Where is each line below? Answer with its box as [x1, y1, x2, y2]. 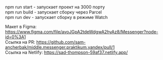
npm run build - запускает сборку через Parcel [5, 9, 102, 15]
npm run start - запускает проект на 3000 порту [5, 4, 105, 10]
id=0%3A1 [5, 34, 26, 40]
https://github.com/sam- [36, 39, 86, 45]
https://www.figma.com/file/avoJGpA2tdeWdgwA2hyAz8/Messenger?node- [5, 29, 159, 34]
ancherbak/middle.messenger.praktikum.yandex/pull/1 [5, 45, 115, 50]
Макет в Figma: [5, 24, 37, 30]
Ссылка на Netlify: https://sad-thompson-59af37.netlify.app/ [5, 49, 128, 55]
